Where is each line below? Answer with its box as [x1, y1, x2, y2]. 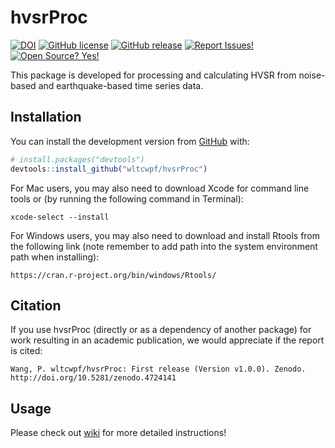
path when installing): [10, 251, 100, 263]
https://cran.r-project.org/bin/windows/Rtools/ [10, 270, 217, 280]
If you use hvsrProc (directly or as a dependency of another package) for [10, 324, 312, 336]
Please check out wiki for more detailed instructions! [10, 427, 227, 439]
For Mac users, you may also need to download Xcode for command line [10, 182, 310, 194]
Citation [10, 297, 62, 314]
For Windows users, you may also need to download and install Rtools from [10, 229, 321, 241]
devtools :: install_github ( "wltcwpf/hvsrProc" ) [10, 164, 208, 174]
